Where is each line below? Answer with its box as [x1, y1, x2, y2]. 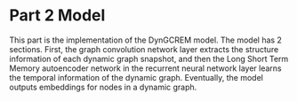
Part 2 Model [9, 5, 106, 26]
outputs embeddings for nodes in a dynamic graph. [9, 82, 197, 92]
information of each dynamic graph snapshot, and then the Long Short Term [9, 53, 289, 64]
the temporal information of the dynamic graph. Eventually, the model [9, 72, 264, 82]
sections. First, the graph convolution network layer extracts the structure [9, 43, 279, 54]
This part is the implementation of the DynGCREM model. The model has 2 [9, 35, 283, 45]
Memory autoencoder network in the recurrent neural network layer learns [9, 63, 282, 74]
